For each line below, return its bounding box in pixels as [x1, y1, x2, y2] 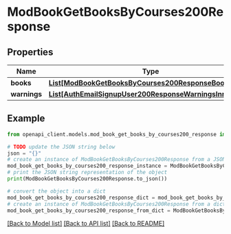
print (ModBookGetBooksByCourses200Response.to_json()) [7, 175, 168, 182]
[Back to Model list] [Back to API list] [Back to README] [7, 220, 165, 228]
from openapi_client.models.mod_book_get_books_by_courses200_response [7, 131, 217, 138]
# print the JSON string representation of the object [7, 169, 168, 176]
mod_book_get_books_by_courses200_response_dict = [7, 194, 155, 201]
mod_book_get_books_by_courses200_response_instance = [7, 162, 168, 169]
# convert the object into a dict [7, 187, 107, 195]
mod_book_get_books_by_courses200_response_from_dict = [7, 207, 170, 214]
